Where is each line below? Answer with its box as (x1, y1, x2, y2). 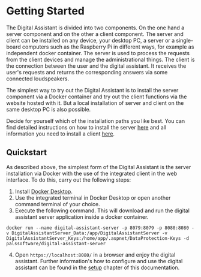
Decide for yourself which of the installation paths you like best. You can (6, 117, 185, 124)
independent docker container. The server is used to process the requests (6, 49, 190, 56)
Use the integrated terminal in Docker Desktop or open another (14, 194, 171, 201)
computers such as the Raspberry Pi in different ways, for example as (22, 43, 194, 50)
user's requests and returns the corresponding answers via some (6, 68, 168, 76)
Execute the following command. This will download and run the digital (14, 207, 190, 214)
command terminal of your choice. (14, 200, 100, 207)
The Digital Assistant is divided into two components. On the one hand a (6, 24, 185, 31)
